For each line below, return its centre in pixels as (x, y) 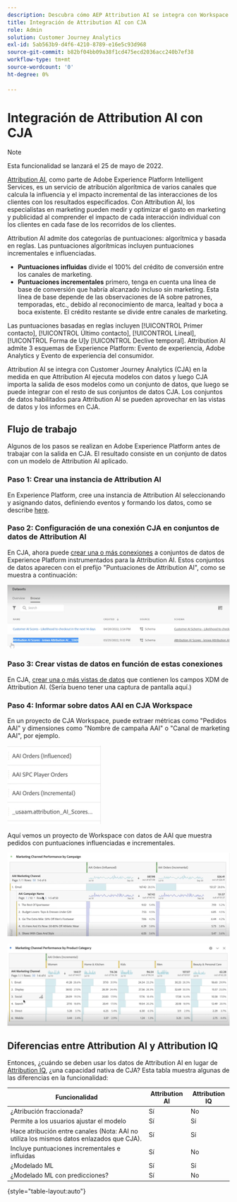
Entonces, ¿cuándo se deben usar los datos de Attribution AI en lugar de (113, 1063)
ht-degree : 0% (28, 74)
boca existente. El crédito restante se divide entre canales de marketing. (122, 312)
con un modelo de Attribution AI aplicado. (68, 461)
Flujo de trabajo (42, 429)
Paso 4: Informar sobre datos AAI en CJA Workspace (100, 705)
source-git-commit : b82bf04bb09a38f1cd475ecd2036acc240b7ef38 (101, 52)
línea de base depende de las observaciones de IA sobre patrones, (115, 297)
